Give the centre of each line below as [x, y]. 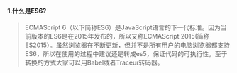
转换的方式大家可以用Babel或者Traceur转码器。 [94, 62]
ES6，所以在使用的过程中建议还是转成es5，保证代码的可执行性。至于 [126, 54]
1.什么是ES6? [27, 11]
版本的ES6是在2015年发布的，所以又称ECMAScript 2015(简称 [120, 36]
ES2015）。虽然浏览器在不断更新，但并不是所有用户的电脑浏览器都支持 [127, 45]
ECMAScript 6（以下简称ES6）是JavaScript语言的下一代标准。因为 [123, 27]
